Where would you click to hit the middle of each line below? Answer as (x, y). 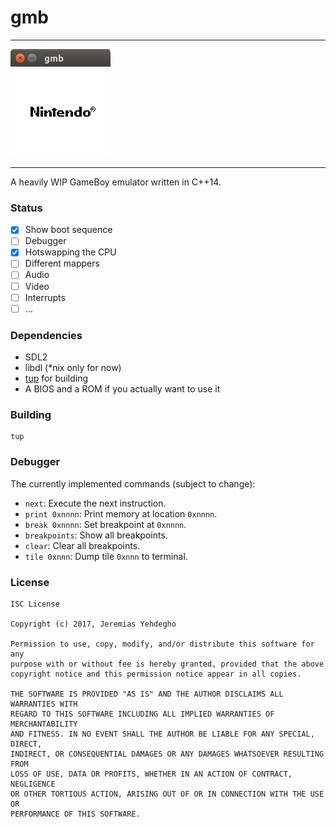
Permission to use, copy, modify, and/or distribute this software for (162, 644)
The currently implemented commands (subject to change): (133, 483)
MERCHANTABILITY (44, 724)
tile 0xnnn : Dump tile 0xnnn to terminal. (106, 556)
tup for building (56, 378)
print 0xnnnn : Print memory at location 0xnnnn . (121, 513)
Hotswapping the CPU (70, 252)
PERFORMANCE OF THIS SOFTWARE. (75, 814)
